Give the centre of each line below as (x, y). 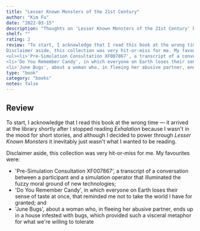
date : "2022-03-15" (30, 23)
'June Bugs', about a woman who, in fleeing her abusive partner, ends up (104, 209)
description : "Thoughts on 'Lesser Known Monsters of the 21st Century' (98, 28)
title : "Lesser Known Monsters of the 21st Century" (73, 12)
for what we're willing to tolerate (54, 221)
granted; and (30, 202)
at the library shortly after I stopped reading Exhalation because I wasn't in (98, 128)
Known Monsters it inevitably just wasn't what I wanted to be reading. (91, 141)
